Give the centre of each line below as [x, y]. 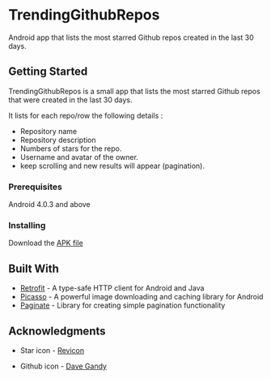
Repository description [58, 140]
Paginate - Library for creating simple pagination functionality [123, 305]
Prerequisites [35, 187]
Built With [34, 268]
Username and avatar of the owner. [79, 157]
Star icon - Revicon [52, 350]
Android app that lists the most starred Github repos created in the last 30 [131, 37]
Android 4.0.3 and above [49, 205]
